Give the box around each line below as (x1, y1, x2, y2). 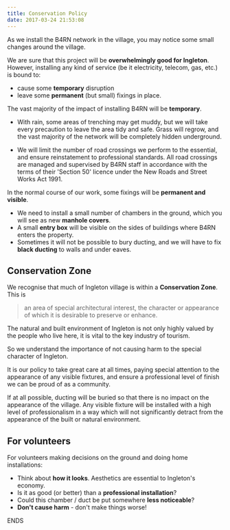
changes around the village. (7, 43, 86, 51)
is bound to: (7, 70, 41, 79)
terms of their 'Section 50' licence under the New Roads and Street (16, 168, 207, 176)
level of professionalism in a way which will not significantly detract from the (7, 408, 223, 416)
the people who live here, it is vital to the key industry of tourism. (7, 332, 190, 340)
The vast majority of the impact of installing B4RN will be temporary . (7, 104, 203, 113)
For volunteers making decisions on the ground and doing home (7, 454, 189, 462)
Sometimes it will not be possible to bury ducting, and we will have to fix (16, 238, 222, 246)
